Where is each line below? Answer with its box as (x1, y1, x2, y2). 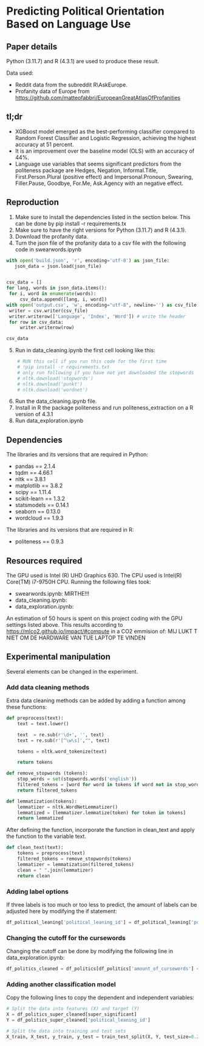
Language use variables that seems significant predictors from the (15, 160, 182, 167)
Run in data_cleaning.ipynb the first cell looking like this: (15, 347, 156, 354)
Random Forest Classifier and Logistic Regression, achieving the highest (15, 134, 196, 141)
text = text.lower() (17, 720, 69, 727)
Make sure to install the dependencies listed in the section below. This (15, 213, 191, 220)
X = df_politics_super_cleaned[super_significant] (6, 1011, 137, 1017)
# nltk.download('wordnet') (17, 386, 88, 393)
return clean (17, 873, 50, 879)
